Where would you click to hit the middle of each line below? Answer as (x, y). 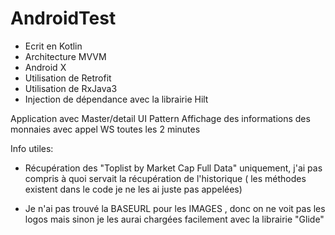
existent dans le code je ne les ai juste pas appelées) (133, 189)
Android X (45, 67)
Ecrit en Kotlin (53, 46)
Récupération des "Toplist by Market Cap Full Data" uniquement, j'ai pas (173, 168)
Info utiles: (32, 148)
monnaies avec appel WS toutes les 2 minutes (105, 129)
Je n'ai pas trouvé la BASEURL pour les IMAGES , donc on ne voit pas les (175, 208)
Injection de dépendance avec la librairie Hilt (116, 99)
